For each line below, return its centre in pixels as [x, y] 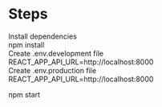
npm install [26, 44]
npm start [24, 94]
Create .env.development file [56, 53]
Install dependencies [43, 36]
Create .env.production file [53, 70]
